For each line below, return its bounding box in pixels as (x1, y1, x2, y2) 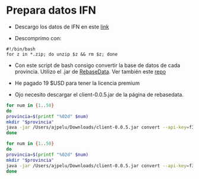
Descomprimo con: (14, 34, 62, 41)
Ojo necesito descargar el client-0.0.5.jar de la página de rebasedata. (14, 91, 184, 98)
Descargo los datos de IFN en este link (14, 23, 110, 30)
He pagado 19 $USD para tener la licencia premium (14, 79, 140, 87)
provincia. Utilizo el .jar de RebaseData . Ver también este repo (14, 68, 166, 75)
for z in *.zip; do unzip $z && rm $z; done (6, 51, 118, 57)
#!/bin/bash (6, 46, 36, 52)
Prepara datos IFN (6, 4, 97, 17)
